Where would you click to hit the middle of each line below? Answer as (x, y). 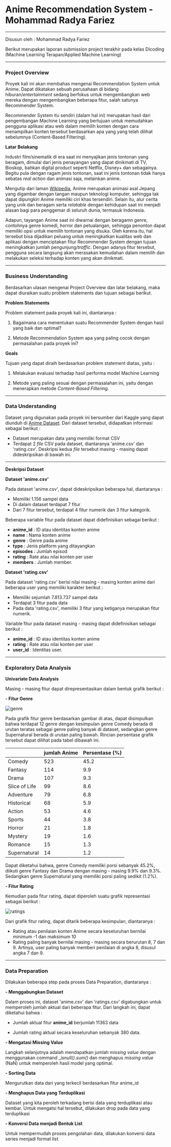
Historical (19, 803)
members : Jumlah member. (42, 562)
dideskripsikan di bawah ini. (42, 454)
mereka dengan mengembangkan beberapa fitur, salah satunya (72, 100)
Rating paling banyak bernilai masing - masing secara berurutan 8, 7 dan (89, 942)
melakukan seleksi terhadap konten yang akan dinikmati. (65, 258)
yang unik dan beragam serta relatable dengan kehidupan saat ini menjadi (83, 205)
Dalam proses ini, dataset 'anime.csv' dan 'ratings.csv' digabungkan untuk (83, 1002)
